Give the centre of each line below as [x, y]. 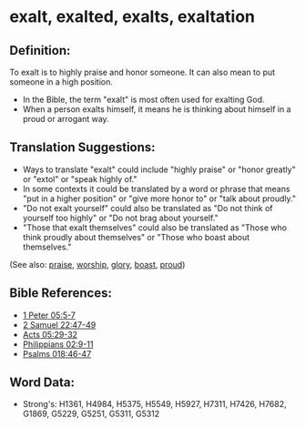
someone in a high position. [61, 82]
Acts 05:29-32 [50, 334]
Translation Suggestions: [83, 148]
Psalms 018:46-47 [57, 353]
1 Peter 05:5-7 [49, 315]
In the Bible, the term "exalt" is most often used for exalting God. [143, 99]
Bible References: [61, 293]
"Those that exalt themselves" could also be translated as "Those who [155, 227]
